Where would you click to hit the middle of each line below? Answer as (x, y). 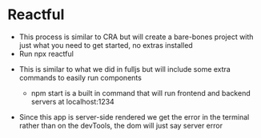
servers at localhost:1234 (73, 101)
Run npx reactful (46, 53)
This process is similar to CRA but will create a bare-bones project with (136, 37)
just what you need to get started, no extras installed (106, 45)
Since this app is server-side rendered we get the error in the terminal (134, 116)
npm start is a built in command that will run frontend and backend (141, 93)
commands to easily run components (80, 77)
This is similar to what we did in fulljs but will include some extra (125, 69)
